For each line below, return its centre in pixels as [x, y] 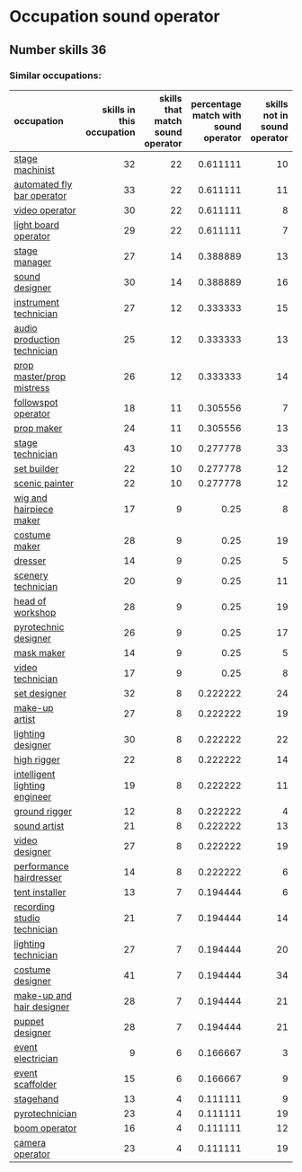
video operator [45, 210]
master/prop [40, 377]
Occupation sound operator [115, 17]
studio [27, 918]
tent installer [40, 892]
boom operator [45, 1128]
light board [37, 225]
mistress [32, 387]
